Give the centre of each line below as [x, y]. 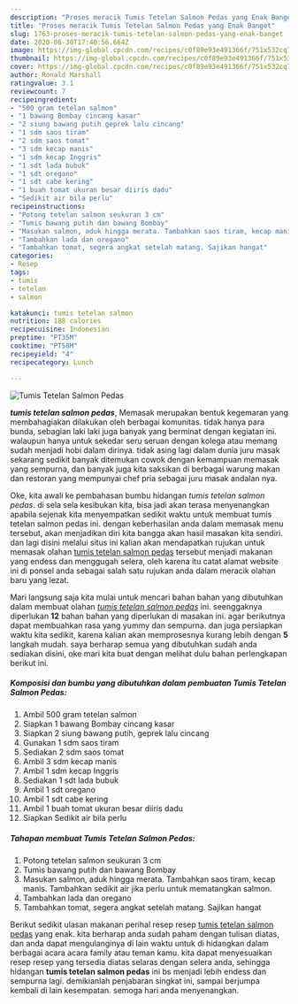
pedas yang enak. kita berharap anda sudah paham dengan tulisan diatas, [145, 934]
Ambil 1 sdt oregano [59, 790]
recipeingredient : [44, 100]
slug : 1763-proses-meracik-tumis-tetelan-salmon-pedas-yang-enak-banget [147, 34]
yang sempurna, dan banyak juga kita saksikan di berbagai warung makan [145, 469]
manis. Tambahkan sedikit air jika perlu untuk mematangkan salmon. [147, 889]
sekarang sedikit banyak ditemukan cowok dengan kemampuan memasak [145, 459]
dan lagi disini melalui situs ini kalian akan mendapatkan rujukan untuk [138, 542]
